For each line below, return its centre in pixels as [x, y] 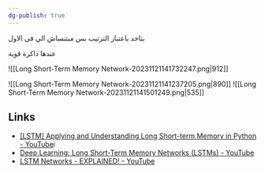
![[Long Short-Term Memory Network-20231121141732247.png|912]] [118, 69]
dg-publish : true [37, 15]
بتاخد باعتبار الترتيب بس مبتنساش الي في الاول [77, 38]
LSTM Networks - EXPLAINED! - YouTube [87, 161]
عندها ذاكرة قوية [32, 53]
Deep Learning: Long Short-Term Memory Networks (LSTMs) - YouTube [137, 153]
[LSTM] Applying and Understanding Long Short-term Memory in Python [138, 136]
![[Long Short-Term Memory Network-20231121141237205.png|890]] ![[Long [132, 84]
